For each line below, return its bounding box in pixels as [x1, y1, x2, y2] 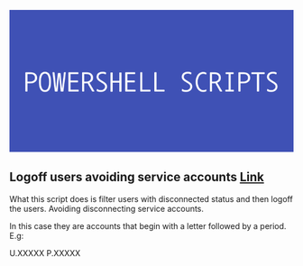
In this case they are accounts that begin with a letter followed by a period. [9, 220, 287, 231]
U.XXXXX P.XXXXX [9, 247, 81, 258]
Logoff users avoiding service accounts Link [9, 170, 264, 185]
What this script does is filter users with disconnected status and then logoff [9, 193, 293, 204]
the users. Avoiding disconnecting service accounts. [9, 203, 205, 214]
